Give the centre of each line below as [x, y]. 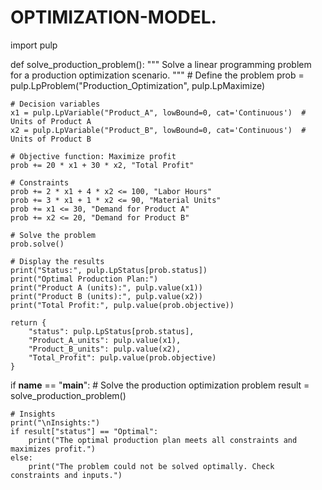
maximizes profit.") [53, 449]
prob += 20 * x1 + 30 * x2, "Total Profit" [102, 165]
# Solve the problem [53, 235]
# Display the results [57, 261]
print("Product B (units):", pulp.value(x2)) [106, 296]
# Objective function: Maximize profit [93, 156]
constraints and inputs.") [66, 475]
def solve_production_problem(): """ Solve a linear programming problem [161, 64]
